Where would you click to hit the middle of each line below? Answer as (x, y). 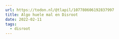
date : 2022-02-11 (24, 19)
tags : (11, 24)
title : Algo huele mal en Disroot (42, 15)
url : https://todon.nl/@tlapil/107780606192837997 (60, 10)
